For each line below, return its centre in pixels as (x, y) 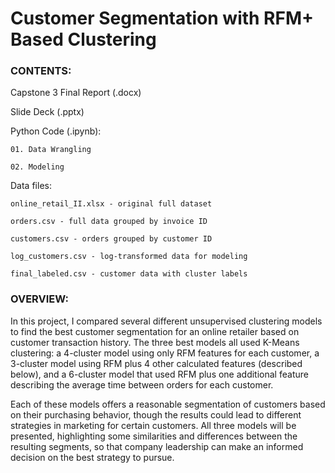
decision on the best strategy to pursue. (92, 457)
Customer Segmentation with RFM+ (162, 18)
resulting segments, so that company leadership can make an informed (157, 446)
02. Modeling (37, 167)
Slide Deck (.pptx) (47, 112)
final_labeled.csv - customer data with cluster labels (129, 274)
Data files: (31, 186)
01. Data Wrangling (51, 150)
